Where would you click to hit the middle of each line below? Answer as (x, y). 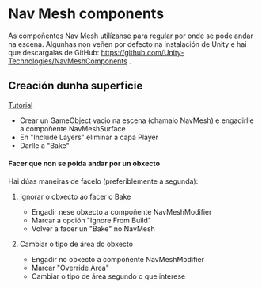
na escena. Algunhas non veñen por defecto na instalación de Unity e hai (127, 44)
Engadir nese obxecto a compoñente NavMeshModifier (122, 211)
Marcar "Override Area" (70, 268)
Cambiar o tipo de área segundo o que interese (108, 276)
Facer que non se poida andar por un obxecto (84, 164)
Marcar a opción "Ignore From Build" (91, 220)
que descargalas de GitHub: (54, 52)
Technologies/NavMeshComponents (68, 61)
